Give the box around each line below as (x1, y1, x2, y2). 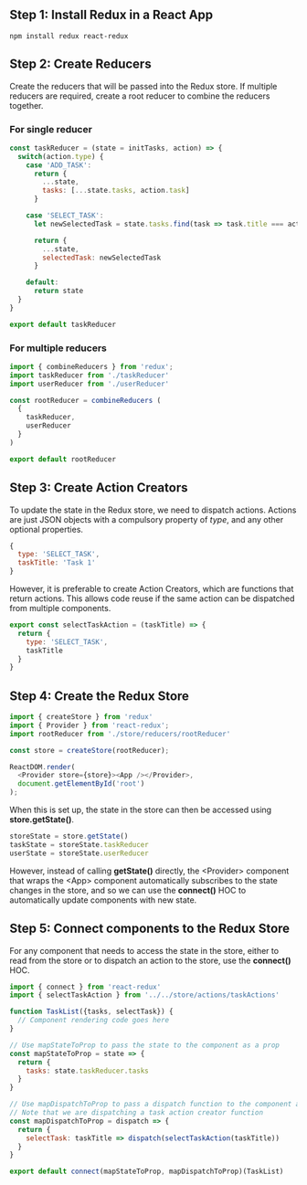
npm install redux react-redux (9, 31, 129, 40)
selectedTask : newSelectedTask (42, 253, 162, 262)
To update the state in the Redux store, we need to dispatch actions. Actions (9, 504, 297, 515)
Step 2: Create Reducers (9, 57, 153, 72)
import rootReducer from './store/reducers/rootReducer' (9, 729, 231, 738)
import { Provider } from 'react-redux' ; (9, 721, 170, 730)
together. (9, 100, 44, 111)
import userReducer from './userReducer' (9, 379, 170, 388)
